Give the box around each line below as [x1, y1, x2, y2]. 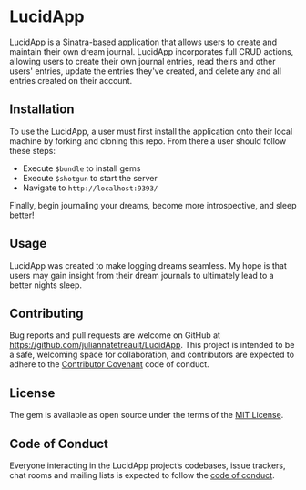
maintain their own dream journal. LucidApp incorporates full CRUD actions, [9, 46, 294, 56]
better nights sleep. [9, 280, 83, 291]
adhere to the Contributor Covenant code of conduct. [9, 359, 209, 370]
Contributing [9, 305, 84, 321]
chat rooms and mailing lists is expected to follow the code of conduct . [9, 470, 275, 480]
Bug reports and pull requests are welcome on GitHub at [9, 330, 221, 341]
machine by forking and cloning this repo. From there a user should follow [9, 135, 287, 147]
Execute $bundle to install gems [22, 162, 141, 174]
